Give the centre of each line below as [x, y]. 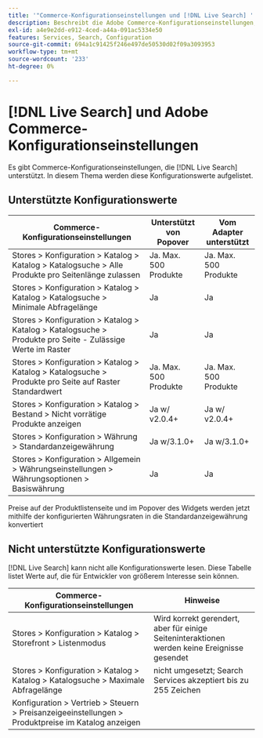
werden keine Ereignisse [199, 648]
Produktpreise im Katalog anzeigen [76, 722]
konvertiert [26, 524]
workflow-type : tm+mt [43, 52]
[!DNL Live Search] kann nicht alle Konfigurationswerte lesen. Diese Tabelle [130, 568]
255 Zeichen [177, 690]
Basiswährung [38, 489]
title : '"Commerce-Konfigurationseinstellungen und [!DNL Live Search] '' [133, 15]
